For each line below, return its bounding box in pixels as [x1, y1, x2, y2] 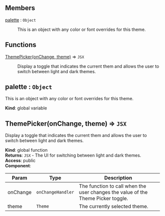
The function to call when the [79, 183, 146, 189]
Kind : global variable [5, 105, 48, 111]
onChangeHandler [36, 189, 75, 195]
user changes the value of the [79, 189, 148, 196]
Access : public [5, 158, 36, 163]
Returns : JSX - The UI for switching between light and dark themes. [5, 152, 141, 159]
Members [5, 4, 35, 12]
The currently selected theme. [79, 203, 149, 210]
